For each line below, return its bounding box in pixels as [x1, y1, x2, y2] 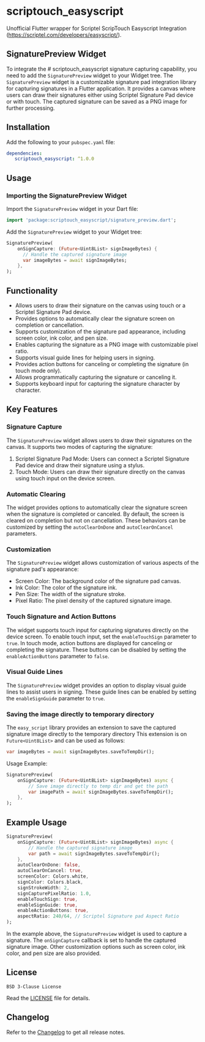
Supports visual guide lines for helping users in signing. [15, 354, 155, 361]
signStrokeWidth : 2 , [17, 884, 70, 891]
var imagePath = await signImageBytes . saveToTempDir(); [28, 789, 174, 795]
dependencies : [6, 150, 43, 156]
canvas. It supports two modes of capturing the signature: [6, 443, 153, 450]
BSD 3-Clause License [6, 983, 62, 990]
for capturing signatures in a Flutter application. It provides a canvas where [6, 85, 196, 92]
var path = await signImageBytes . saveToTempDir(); [28, 851, 160, 857]
